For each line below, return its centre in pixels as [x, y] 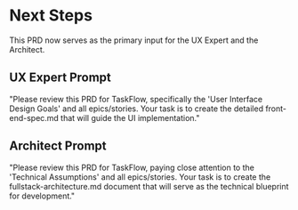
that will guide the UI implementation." [130, 117]
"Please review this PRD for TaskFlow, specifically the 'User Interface [136, 99]
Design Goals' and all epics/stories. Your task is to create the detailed [137, 109]
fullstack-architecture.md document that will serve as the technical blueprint [149, 186]
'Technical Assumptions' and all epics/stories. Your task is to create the [140, 177]
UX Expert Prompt [60, 78]
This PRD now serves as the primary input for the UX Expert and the [134, 40]
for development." [42, 196]
